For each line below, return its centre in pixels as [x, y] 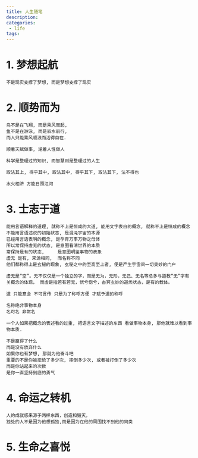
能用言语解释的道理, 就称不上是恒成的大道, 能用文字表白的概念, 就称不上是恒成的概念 [98, 227]
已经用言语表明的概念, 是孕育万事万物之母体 [53, 239]
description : [22, 17]
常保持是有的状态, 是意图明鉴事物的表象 [54, 252]
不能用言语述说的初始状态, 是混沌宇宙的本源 [53, 233]
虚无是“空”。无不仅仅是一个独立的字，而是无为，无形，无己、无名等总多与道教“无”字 [96, 276]
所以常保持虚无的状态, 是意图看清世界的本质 [53, 245]
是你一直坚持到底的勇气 [31, 372]
